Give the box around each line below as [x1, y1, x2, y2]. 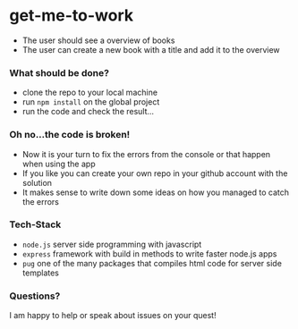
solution [21, 177, 52, 188]
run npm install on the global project [21, 97, 160, 107]
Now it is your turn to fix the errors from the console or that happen [21, 148, 271, 159]
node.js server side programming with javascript [21, 239, 202, 249]
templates [21, 267, 60, 278]
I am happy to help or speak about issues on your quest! [9, 310, 217, 321]
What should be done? [9, 66, 110, 79]
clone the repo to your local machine [21, 87, 158, 98]
